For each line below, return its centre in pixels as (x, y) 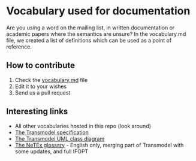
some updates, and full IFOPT (52, 151)
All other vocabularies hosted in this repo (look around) (83, 126)
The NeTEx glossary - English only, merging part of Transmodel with (99, 145)
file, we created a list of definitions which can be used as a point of (89, 40)
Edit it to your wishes (41, 86)
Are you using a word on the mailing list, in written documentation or (91, 28)
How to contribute (41, 66)
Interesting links (37, 112)
